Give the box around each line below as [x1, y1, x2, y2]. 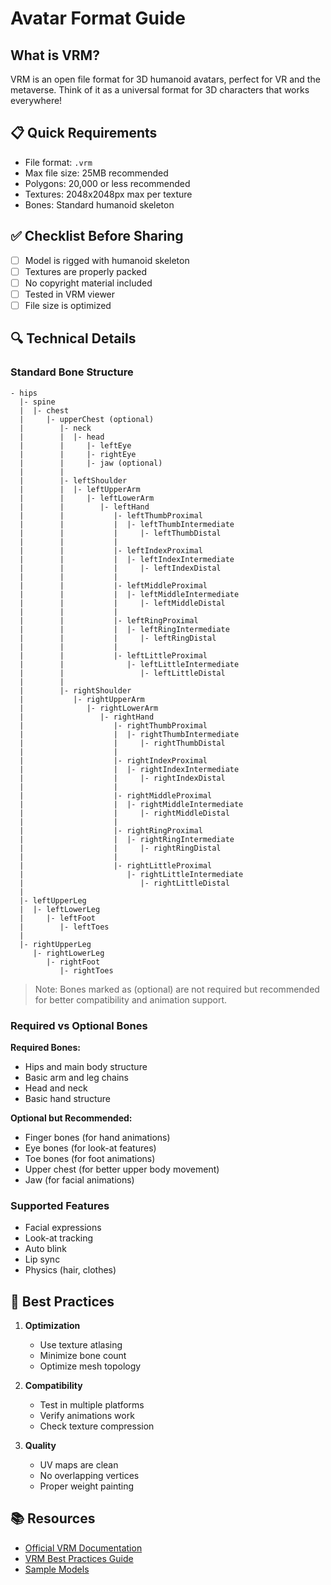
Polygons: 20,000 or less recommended [24, 177, 191, 189]
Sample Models [24, 1563, 90, 1575]
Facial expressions [24, 1222, 102, 1234]
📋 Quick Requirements [10, 125, 158, 142]
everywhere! [10, 95, 63, 106]
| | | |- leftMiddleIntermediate [19, 589, 240, 599]
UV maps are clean [39, 1459, 119, 1471]
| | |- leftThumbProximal [19, 510, 203, 521]
